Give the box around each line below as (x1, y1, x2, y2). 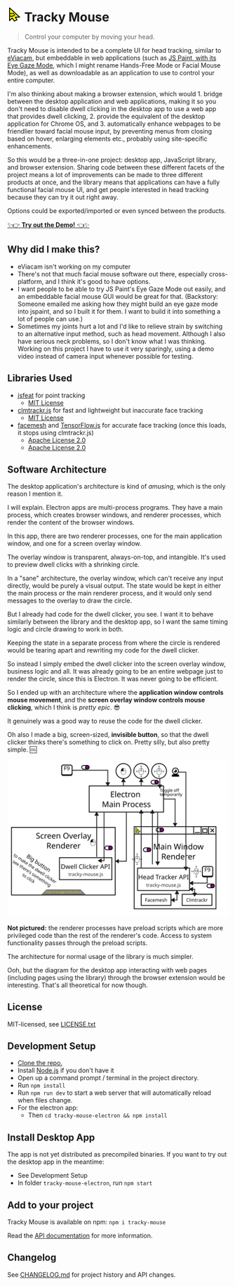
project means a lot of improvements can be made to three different (7, 170, 203, 179)
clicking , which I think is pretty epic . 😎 (7, 703, 121, 712)
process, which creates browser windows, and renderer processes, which (7, 510, 222, 520)
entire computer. (7, 76, 55, 84)
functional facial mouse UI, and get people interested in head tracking (7, 185, 209, 193)
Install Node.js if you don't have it (17, 1066, 114, 1075)
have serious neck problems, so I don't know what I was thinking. (17, 337, 207, 345)
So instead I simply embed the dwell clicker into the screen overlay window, (7, 660, 226, 668)
